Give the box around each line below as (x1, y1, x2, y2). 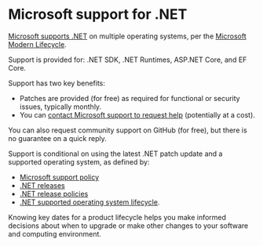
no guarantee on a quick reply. (8, 133, 108, 143)
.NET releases (19, 180, 65, 190)
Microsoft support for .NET (8, 5, 188, 24)
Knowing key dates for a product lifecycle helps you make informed (8, 212, 226, 222)
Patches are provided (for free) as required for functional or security (19, 93, 241, 103)
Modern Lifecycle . (8, 39, 67, 49)
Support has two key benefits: (8, 78, 106, 88)
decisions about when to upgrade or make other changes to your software (8, 221, 249, 230)
